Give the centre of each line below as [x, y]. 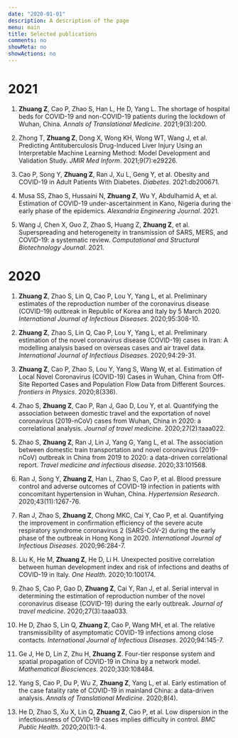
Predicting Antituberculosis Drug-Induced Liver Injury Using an [110, 145]
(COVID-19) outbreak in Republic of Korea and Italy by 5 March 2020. [119, 311]
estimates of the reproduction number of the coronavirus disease [114, 303]
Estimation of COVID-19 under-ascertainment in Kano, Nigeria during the [125, 203]
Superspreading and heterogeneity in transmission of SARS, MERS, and [123, 232]
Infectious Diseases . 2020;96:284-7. [72, 545]
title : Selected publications [53, 34]
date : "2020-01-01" [37, 14]
